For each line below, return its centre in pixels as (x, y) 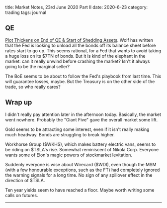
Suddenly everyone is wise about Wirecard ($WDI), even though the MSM (81, 164)
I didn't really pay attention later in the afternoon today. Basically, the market (83, 114)
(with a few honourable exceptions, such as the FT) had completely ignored (83, 170)
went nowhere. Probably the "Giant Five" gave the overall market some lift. (82, 119)
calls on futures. (22, 195)
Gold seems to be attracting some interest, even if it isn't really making (77, 129)
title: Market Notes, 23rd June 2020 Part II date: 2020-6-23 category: (77, 7)
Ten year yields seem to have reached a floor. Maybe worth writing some (80, 190)
